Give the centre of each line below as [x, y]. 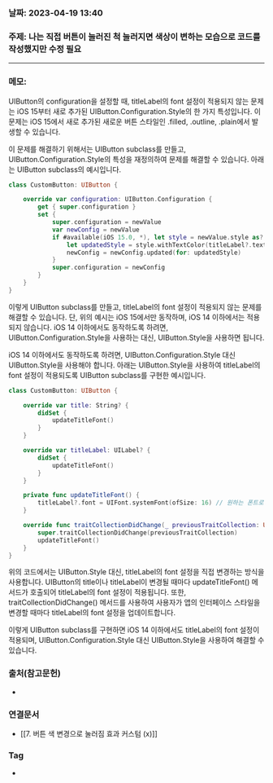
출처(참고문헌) [35, 674]
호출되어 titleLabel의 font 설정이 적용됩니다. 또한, [108, 592]
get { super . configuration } [87, 207]
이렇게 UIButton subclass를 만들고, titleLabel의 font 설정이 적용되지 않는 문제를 [135, 306]
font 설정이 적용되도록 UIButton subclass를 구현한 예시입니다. [107, 375]
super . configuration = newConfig [108, 268]
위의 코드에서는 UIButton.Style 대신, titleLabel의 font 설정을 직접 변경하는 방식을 [136, 572]
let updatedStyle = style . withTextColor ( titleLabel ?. [159, 245]
